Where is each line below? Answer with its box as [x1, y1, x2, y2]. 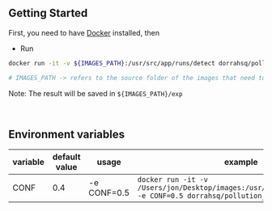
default [52, 151, 81, 162]
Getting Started [8, 6, 88, 20]
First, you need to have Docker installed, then [8, 27, 160, 37]
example [223, 157, 258, 168]
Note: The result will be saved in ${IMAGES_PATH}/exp [8, 88, 183, 98]
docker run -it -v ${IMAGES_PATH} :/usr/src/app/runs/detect [8, 59, 216, 67]
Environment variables [8, 127, 125, 141]
